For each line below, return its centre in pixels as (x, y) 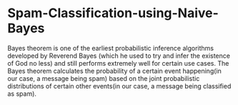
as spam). (22, 94)
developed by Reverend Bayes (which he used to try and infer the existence (119, 56)
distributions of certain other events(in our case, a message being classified (119, 86)
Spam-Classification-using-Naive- (113, 13)
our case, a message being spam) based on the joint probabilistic (104, 78)
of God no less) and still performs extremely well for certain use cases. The (118, 63)
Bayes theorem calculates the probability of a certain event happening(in (114, 71)
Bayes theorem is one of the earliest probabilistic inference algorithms (111, 48)
